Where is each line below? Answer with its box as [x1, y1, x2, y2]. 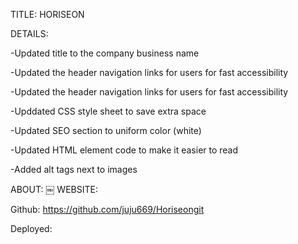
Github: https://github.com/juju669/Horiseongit [10, 204, 205, 215]
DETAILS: [10, 28, 49, 39]
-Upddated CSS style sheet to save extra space [10, 105, 207, 117]
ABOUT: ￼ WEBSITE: [10, 184, 98, 195]
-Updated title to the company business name [10, 47, 200, 59]
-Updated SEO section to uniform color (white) [10, 125, 202, 136]
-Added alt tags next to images [10, 164, 138, 175]
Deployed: [10, 223, 53, 234]
